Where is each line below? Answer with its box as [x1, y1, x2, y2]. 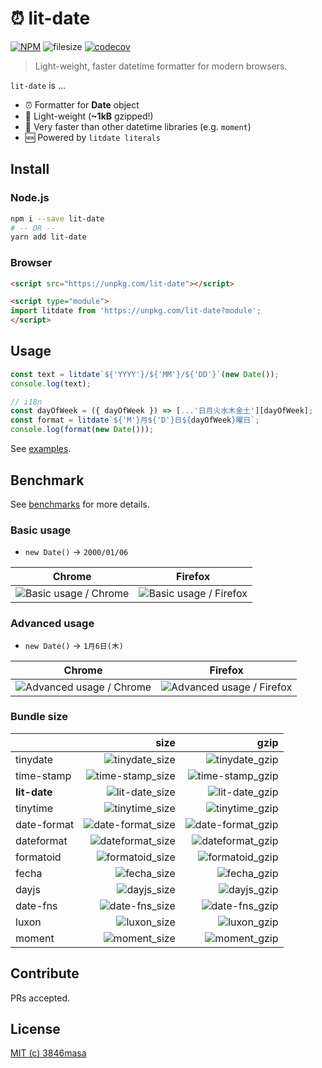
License [10, 1021, 61, 1038]
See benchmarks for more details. [10, 498, 150, 510]
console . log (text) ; [10, 378, 92, 389]
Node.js [10, 191, 50, 205]
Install [10, 161, 50, 178]
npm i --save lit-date [10, 213, 105, 224]
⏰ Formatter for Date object [24, 98, 140, 111]
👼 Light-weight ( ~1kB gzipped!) [24, 110, 154, 122]
